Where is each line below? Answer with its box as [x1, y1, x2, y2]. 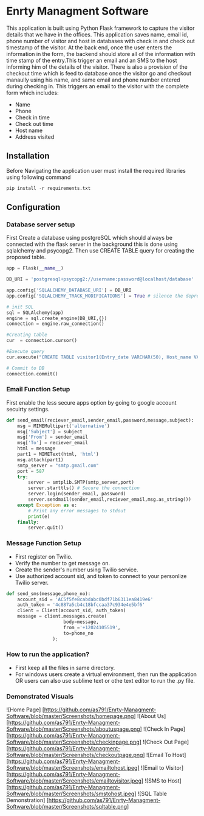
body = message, [63, 619, 99, 625]
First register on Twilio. [15, 553, 73, 560]
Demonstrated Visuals [6, 692, 74, 700]
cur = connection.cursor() [6, 338, 78, 344]
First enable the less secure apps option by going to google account [6, 399, 177, 406]
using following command [6, 173, 71, 181]
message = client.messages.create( [17, 613, 107, 619]
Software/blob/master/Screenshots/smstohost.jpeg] [6, 790, 137, 798]
